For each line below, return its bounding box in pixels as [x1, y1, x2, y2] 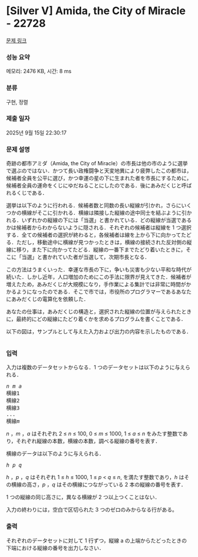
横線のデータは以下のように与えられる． [6, 450, 104, 457]
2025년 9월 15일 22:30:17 [6, 129, 67, 136]
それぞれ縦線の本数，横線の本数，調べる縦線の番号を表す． [16, 438, 161, 445]
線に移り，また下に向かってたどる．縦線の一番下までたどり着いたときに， [6, 246, 186, 253]
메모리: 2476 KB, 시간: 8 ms [6, 68, 72, 75]
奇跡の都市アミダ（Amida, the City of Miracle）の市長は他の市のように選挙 [6, 160, 188, 167]
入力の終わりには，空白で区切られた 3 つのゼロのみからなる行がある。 [6, 506, 178, 513]
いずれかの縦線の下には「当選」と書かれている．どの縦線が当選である [21, 217, 192, 224]
